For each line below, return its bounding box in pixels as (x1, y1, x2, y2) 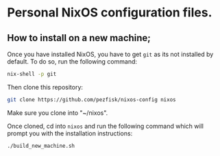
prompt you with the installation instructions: (7, 129, 133, 138)
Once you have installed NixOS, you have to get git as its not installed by (7, 50, 214, 58)
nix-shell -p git (7, 70, 57, 77)
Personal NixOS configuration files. (7, 5, 212, 21)
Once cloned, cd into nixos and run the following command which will (7, 122, 204, 130)
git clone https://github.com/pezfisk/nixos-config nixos (7, 96, 176, 103)
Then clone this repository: (7, 83, 84, 91)
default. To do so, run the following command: (7, 57, 138, 66)
